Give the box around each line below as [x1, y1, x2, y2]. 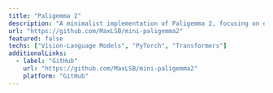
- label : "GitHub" [15, 57, 79, 66]
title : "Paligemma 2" [8, 11, 82, 20]
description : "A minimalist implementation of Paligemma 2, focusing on [8, 19, 260, 27]
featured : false [8, 34, 63, 43]
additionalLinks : [8, 49, 67, 57]
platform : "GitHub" [23, 72, 89, 80]
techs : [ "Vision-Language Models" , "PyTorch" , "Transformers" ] [8, 42, 227, 50]
